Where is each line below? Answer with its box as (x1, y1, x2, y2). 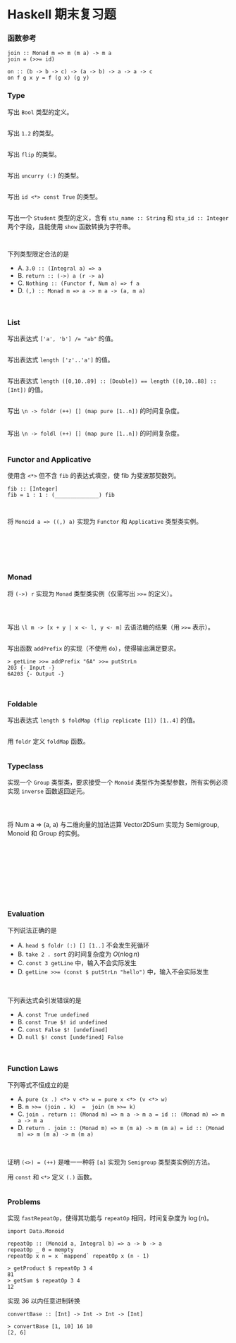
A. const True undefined (17, 1010, 89, 1019)
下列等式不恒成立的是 (7, 1080, 69, 1089)
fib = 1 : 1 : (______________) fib (7, 491, 115, 499)
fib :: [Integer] (7, 486, 58, 493)
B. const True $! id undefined (17, 1017, 108, 1026)
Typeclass (7, 761, 44, 771)
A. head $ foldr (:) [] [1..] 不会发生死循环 (17, 940, 150, 949)
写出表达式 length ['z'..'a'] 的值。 (7, 355, 114, 364)
